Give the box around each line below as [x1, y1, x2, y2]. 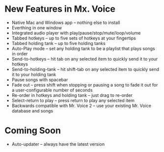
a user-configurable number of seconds [11, 87, 93, 93]
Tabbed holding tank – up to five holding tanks [11, 40, 106, 46]
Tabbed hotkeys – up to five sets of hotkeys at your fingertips [11, 35, 136, 41]
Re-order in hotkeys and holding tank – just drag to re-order [11, 92, 133, 98]
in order [11, 50, 28, 57]
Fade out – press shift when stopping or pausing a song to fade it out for [11, 82, 158, 87]
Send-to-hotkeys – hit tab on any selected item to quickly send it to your [11, 56, 158, 62]
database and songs [11, 108, 54, 113]
